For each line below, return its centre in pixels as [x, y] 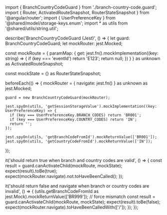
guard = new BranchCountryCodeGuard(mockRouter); [58, 97]
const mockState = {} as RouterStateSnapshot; [53, 73]
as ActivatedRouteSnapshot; [34, 64]
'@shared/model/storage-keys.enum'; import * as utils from [67, 23]
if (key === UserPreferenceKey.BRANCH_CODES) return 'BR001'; [76, 115]
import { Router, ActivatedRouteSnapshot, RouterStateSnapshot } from [77, 12]
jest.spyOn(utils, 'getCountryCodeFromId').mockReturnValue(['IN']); [79, 141]
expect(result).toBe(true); [31, 171]
